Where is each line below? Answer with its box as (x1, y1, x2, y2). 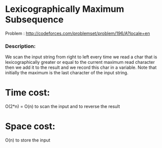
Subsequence (5, 14, 64, 25)
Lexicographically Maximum (5, 3, 124, 15)
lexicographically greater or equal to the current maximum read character (5, 59, 155, 65)
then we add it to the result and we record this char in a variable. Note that (5, 64, 157, 70)
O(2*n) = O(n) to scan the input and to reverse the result (5, 103, 120, 109)
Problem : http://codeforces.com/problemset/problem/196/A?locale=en (5, 30, 150, 36)
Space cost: (5, 121, 55, 132)
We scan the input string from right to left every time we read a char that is (5, 54, 158, 60)
